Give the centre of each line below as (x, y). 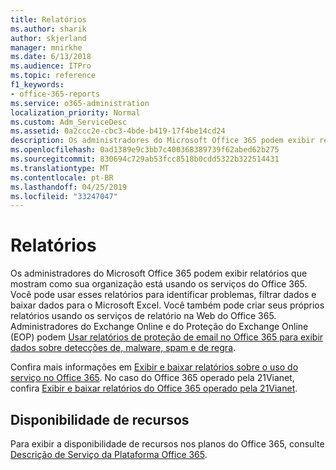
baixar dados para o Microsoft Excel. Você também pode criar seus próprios (167, 305)
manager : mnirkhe (46, 47)
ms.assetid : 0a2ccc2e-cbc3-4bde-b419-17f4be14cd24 (118, 131)
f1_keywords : (37, 85)
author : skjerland (48, 38)
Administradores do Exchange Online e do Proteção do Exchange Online (159, 327)
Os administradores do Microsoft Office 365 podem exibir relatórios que (159, 273)
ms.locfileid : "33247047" (64, 196)
